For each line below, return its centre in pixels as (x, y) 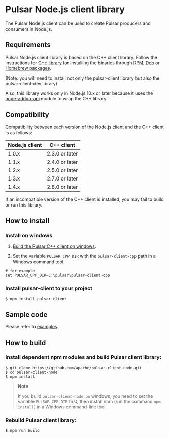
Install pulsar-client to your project (49, 288)
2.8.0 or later (62, 187)
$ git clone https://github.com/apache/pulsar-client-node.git (74, 368)
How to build (26, 343)
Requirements (28, 45)
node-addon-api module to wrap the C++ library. (56, 98)
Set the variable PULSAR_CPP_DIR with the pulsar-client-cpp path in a (84, 256)
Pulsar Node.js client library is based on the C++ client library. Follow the (81, 57)
